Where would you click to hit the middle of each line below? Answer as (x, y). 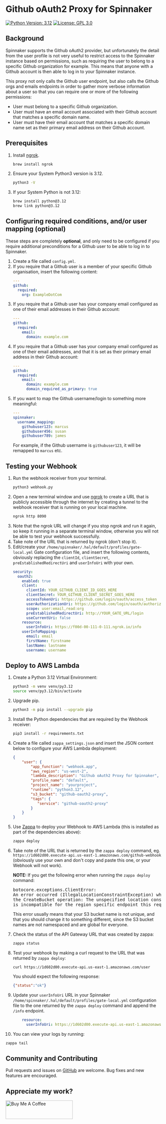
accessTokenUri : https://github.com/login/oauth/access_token (91, 599)
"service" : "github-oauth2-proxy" (73, 803)
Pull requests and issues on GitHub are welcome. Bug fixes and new (75, 1070)
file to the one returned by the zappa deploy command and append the (84, 1006)
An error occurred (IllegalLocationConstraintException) (83, 895)
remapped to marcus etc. (38, 451)
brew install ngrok (33, 164)
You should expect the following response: (56, 976)
